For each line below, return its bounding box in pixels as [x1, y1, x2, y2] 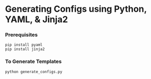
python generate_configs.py [5, 69, 63, 74]
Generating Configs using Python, [5, 3, 147, 15]
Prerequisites [5, 31, 38, 38]
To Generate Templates [5, 58, 62, 65]
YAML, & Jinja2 [5, 14, 68, 25]
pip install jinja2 [5, 47, 45, 52]
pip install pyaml [5, 43, 43, 48]
